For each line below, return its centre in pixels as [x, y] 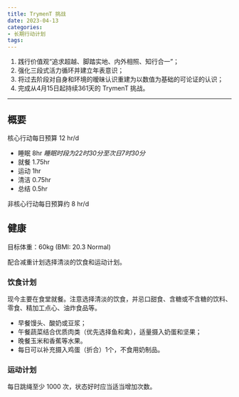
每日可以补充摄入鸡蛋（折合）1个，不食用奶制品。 [91, 350]
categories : [25, 27]
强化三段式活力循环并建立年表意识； [71, 70]
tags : [15, 41]
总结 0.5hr [32, 189]
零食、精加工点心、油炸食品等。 [54, 308]
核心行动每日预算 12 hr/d [43, 138]
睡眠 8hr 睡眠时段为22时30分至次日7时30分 [81, 153]
